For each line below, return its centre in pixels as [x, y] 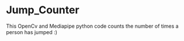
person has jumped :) [32, 32]
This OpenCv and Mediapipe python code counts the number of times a [93, 26]
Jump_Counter [43, 10]
